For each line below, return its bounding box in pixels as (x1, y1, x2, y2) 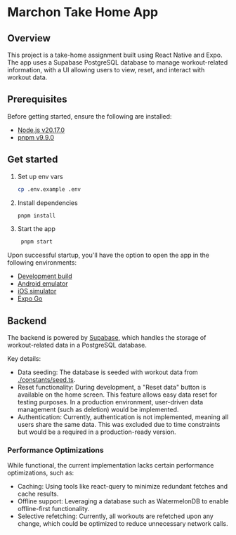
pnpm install (17, 212, 56, 219)
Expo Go (17, 294, 43, 303)
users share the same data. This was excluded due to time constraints (17, 421, 221, 429)
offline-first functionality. (17, 505, 90, 513)
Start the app (17, 225, 56, 233)
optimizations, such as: (7, 468, 74, 477)
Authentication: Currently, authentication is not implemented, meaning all (17, 413, 229, 421)
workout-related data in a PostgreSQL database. (7, 341, 147, 350)
